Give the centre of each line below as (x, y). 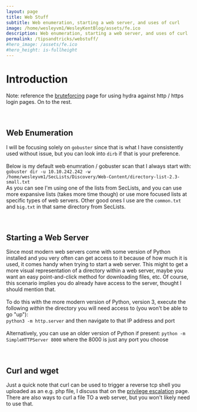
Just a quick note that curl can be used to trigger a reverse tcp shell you (94, 385)
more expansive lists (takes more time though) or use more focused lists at (96, 194)
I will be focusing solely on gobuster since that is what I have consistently (95, 147)
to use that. (20, 404)
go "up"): (17, 315)
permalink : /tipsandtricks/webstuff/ (52, 39)
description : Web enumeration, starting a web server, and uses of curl (97, 34)
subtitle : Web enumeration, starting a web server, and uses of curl (93, 22)
